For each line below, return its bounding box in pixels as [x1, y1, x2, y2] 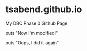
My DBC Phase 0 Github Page [5, 20, 68, 26]
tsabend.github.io [5, 4, 82, 15]
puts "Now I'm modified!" [5, 30, 58, 36]
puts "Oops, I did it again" [5, 39, 59, 46]
